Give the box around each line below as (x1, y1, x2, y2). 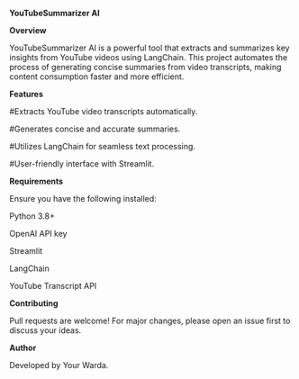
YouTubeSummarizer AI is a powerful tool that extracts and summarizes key (9, 42, 290, 53)
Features (9, 89, 43, 99)
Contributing (9, 298, 59, 309)
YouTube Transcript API (9, 281, 97, 291)
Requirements (9, 176, 64, 186)
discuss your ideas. (9, 325, 82, 336)
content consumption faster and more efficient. (9, 71, 185, 82)
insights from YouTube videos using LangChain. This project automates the (9, 52, 288, 62)
